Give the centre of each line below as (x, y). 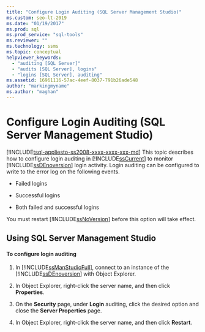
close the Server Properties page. (58, 311)
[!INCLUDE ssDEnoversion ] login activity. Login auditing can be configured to (103, 165)
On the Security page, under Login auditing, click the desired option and (107, 304)
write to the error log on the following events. (63, 172)
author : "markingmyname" (38, 86)
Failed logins (31, 183)
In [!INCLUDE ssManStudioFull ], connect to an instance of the (92, 268)
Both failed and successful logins (57, 207)
